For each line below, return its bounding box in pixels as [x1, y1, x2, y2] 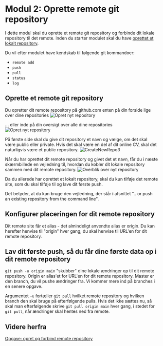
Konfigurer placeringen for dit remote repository [5, 210, 155, 218]
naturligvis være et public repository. [5, 146, 79, 152]
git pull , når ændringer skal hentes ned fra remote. [5, 308, 110, 314]
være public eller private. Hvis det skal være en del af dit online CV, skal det [5, 142, 157, 147]
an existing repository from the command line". [5, 196, 99, 202]
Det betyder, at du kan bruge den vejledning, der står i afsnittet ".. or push [5, 190, 153, 196]
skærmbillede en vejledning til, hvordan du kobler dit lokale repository [5, 161, 145, 167]
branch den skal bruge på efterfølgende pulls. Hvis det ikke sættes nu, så [5, 298, 152, 304]
